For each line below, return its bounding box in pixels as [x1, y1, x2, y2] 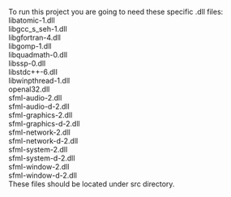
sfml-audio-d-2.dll [8, 101, 71, 111]
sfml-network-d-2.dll [8, 136, 79, 145]
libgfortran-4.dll [8, 32, 61, 42]
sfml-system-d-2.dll [8, 153, 75, 163]
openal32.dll [8, 84, 50, 94]
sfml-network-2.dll [8, 127, 71, 137]
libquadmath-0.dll [8, 50, 67, 59]
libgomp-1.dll [8, 41, 52, 51]
